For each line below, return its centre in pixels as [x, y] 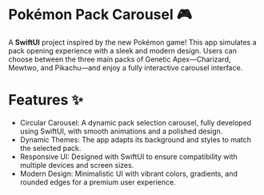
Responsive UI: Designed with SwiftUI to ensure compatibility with [128, 157]
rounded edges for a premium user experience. [98, 182]
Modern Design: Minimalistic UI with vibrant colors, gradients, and [128, 173]
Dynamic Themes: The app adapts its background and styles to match [136, 139]
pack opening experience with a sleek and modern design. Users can [123, 50]
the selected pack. [50, 148]
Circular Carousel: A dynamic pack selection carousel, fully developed [136, 122]
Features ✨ [46, 100]
